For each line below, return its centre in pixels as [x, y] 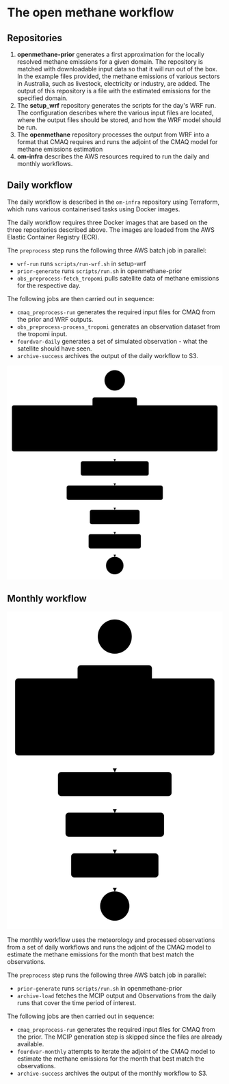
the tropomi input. [42, 333]
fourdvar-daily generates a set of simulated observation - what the [112, 341]
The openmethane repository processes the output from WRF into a [113, 134]
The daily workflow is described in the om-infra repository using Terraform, [113, 202]
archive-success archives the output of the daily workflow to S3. [107, 355]
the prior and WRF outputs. [55, 319]
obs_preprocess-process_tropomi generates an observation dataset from [119, 327]
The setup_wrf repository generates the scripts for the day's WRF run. [117, 105]
